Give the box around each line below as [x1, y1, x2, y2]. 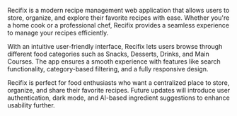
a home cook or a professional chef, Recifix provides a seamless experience [7, 21, 230, 29]
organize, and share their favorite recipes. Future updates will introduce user [7, 86, 231, 94]
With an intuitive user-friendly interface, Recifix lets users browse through [7, 42, 223, 50]
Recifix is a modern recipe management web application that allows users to [7, 6, 230, 14]
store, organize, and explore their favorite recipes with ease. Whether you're [7, 13, 230, 22]
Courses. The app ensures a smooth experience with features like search [7, 57, 221, 66]
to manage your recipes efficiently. [7, 28, 109, 37]
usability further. [7, 101, 55, 109]
